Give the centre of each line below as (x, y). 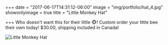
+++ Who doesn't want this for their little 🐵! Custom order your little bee (82, 22)
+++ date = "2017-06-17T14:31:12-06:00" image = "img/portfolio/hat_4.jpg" (84, 7)
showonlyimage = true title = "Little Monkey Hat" (57, 12)
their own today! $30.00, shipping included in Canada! (62, 27)
